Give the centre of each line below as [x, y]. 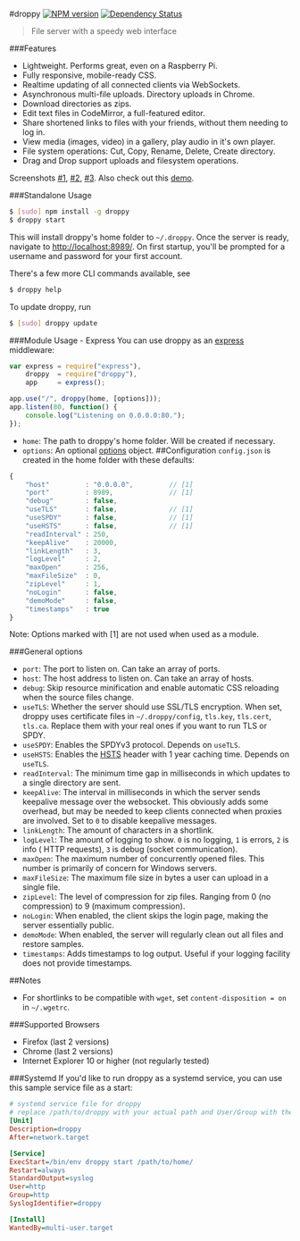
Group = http [29, 1195]
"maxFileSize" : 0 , [63, 576]
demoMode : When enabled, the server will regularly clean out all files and [153, 935]
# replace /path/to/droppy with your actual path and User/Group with [143, 1112]
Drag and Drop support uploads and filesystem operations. [130, 160]
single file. [41, 887]
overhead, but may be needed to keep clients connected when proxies [152, 811]
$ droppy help [36, 289]
